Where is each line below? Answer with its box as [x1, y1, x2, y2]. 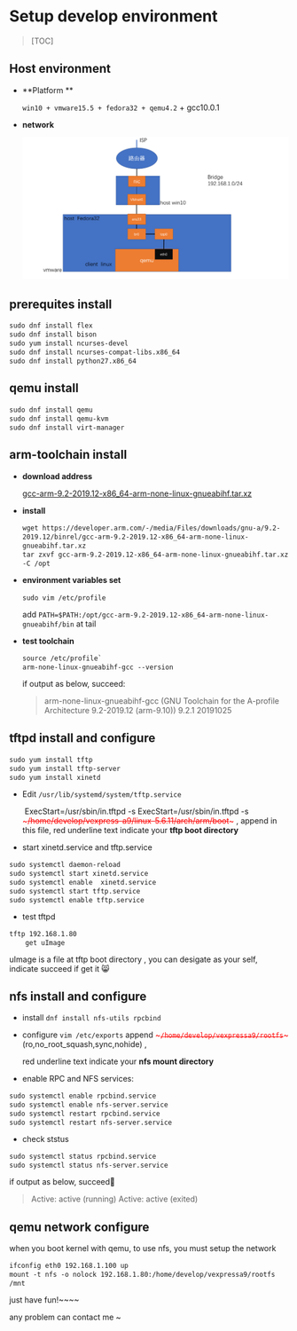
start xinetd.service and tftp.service [21, 841, 152, 853]
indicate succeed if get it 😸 [9, 963, 110, 973]
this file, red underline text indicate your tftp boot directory [21, 824, 239, 835]
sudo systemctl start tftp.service [9, 886, 141, 895]
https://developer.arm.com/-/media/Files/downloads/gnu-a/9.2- [42, 524, 281, 532]
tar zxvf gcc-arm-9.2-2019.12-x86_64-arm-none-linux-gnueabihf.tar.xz [21, 550, 289, 559]
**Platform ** [21, 84, 74, 95]
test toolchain [21, 635, 74, 646]
